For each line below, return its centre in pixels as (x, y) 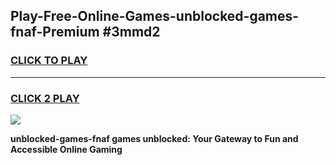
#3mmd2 (131, 32)
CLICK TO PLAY (49, 61)
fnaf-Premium (55, 32)
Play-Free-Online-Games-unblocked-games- (155, 16)
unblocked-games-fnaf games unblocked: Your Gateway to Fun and (154, 138)
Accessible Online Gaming (66, 149)
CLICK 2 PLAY (45, 98)
